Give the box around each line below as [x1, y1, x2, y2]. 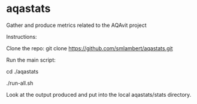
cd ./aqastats [6, 68, 39, 75]
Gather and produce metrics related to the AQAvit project [6, 22, 147, 29]
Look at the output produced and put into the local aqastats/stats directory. [6, 91, 192, 98]
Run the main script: [6, 56, 56, 63]
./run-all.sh [6, 79, 34, 87]
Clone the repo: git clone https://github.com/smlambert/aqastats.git [6, 44, 173, 52]
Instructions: [6, 33, 37, 40]
